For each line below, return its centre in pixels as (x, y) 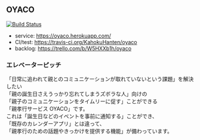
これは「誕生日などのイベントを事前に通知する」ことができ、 (82, 116)
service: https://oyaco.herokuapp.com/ (63, 36)
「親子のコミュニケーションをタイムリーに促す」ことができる (82, 101)
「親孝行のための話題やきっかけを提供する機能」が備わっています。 (90, 131)
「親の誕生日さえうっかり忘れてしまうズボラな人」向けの (77, 94)
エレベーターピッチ (34, 65)
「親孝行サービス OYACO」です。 (47, 109)
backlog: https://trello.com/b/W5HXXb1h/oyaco (73, 48)
